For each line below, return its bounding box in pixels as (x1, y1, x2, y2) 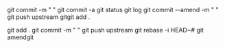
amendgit (7, 33, 34, 41)
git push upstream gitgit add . (7, 13, 91, 21)
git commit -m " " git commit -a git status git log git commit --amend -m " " (7, 6, 219, 14)
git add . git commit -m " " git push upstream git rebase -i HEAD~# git (7, 26, 204, 34)
